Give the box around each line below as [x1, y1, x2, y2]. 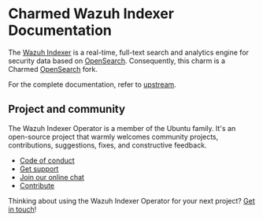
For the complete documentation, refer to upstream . [8, 80, 177, 89]
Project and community [8, 103, 126, 116]
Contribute [19, 181, 55, 190]
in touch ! [8, 204, 37, 214]
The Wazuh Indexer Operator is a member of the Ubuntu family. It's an [8, 123, 236, 133]
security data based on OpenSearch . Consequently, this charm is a [8, 56, 226, 66]
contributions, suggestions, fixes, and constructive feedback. [8, 140, 207, 150]
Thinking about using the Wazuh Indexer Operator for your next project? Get [8, 196, 256, 205]
